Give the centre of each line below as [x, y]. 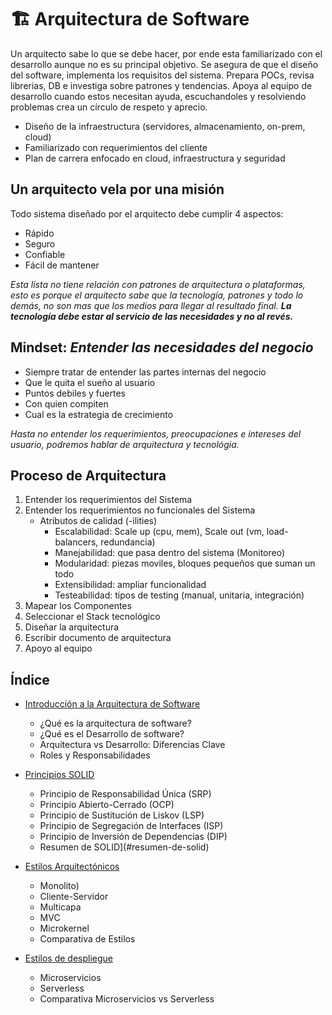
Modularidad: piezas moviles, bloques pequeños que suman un [185, 563]
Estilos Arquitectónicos [72, 867]
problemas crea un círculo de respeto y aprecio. [109, 107]
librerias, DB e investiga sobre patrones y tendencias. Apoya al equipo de [161, 85]
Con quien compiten [66, 403]
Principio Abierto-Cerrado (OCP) [107, 805]
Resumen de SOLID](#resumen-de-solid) [124, 847]
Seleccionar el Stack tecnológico [92, 617]
